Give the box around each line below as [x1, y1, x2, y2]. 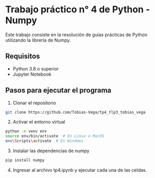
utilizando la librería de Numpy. [5, 37, 71, 43]
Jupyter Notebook [12, 71, 51, 77]
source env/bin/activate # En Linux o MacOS [5, 134, 104, 139]
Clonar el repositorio [12, 99, 56, 106]
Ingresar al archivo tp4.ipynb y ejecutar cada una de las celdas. [12, 167, 147, 173]
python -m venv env [5, 129, 47, 134]
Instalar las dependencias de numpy [12, 148, 90, 154]
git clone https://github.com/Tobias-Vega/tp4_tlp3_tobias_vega [5, 110, 146, 115]
